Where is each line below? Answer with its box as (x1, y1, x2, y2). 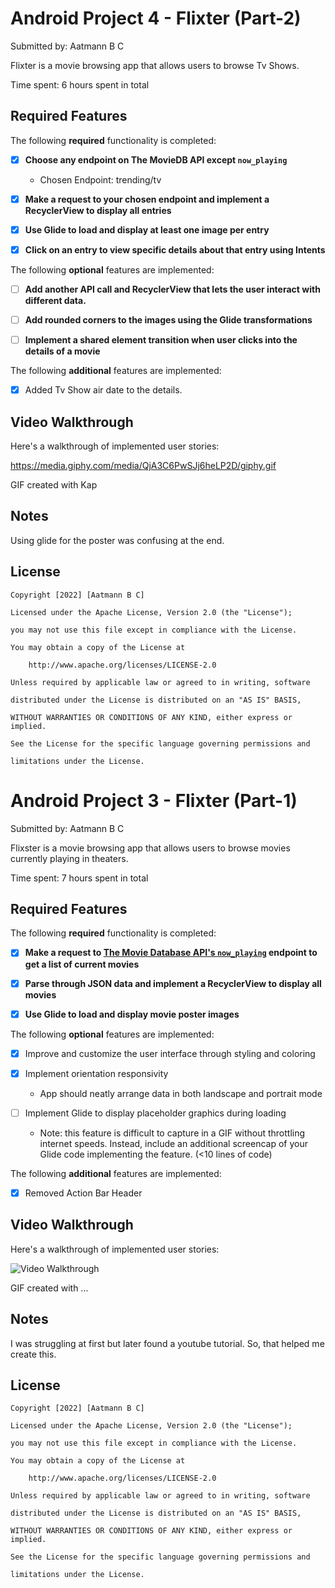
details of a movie (24, 345, 101, 357)
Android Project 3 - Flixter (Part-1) (10, 789, 298, 812)
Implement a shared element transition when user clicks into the (24, 334, 298, 346)
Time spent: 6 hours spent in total (10, 78, 150, 91)
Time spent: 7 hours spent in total (10, 872, 149, 884)
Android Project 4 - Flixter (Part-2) (10, 7, 302, 30)
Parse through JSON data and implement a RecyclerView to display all (24, 977, 322, 989)
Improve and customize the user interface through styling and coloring (24, 1047, 316, 1059)
